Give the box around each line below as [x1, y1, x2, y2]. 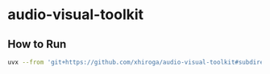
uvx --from [7, 58, 44, 66]
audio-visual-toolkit [7, 6, 144, 24]
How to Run [7, 37, 67, 51]
